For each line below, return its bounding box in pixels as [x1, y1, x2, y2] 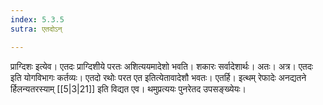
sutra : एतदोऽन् [10, 24, 63, 34]
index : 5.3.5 [10, 14, 65, 25]
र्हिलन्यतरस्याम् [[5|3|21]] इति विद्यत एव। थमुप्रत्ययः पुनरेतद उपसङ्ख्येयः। [10, 82, 247, 95]
